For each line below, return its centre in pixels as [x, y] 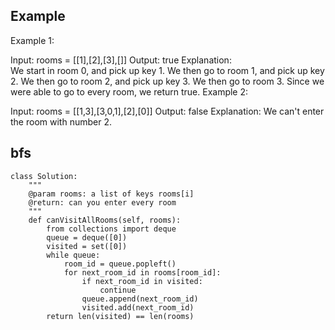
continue [118, 290]
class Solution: [44, 176]
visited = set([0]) [87, 246]
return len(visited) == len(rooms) [120, 316]
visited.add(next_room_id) [138, 307]
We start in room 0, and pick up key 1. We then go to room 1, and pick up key [167, 70]
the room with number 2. [61, 121]
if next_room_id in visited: [142, 281]
